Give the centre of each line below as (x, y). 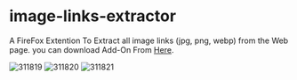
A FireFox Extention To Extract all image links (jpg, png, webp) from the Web (149, 40)
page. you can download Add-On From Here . (92, 49)
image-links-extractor (92, 16)
